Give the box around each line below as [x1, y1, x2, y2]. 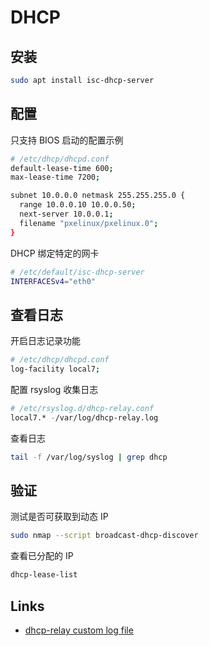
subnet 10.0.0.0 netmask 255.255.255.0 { [10, 191, 186, 201]
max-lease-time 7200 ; [10, 172, 101, 183]
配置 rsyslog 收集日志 [10, 384, 99, 395]
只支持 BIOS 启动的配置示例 [10, 134, 124, 146]
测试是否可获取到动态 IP [10, 511, 109, 523]
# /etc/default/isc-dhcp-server [10, 267, 145, 277]
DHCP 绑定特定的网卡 [10, 247, 100, 259]
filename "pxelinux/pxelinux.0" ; [19, 218, 159, 228]
